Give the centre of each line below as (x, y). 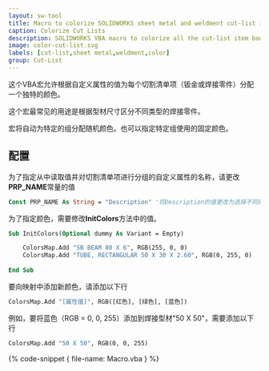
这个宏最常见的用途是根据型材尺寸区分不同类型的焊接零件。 (106, 111)
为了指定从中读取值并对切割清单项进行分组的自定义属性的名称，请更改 (124, 176)
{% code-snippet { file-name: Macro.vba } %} (84, 358)
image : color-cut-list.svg (53, 46)
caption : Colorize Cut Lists (57, 30)
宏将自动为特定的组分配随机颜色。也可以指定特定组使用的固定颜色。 (120, 128)
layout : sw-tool (35, 16)
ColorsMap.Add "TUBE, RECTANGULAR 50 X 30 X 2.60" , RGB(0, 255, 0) (137, 256)
